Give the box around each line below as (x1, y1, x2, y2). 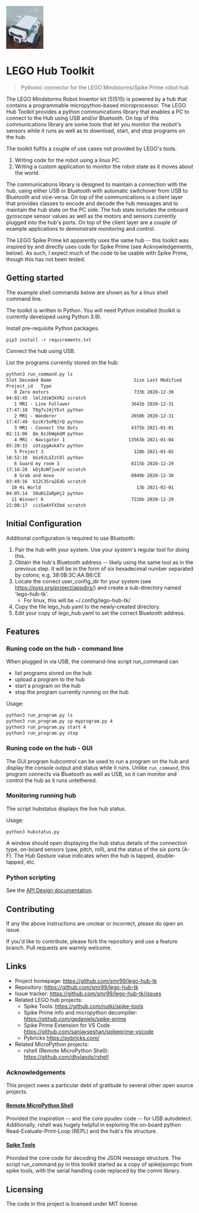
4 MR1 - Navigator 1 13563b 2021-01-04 (14, 437, 174, 443)
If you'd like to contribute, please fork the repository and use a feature (6, 937, 178, 945)
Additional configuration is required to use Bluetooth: (6, 534, 135, 541)
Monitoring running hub (6, 791, 77, 800)
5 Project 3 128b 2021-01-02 (14, 448, 174, 454)
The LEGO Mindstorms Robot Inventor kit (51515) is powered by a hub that (6, 95, 187, 103)
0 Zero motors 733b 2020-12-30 (14, 389, 174, 395)
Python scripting (6, 873, 56, 881)
